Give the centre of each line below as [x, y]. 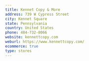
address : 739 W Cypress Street [37, 14]
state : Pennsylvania [26, 23]
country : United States [30, 28]
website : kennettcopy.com [31, 37]
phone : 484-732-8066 [26, 32]
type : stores [18, 51]
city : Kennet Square [26, 19]
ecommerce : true [22, 46]
